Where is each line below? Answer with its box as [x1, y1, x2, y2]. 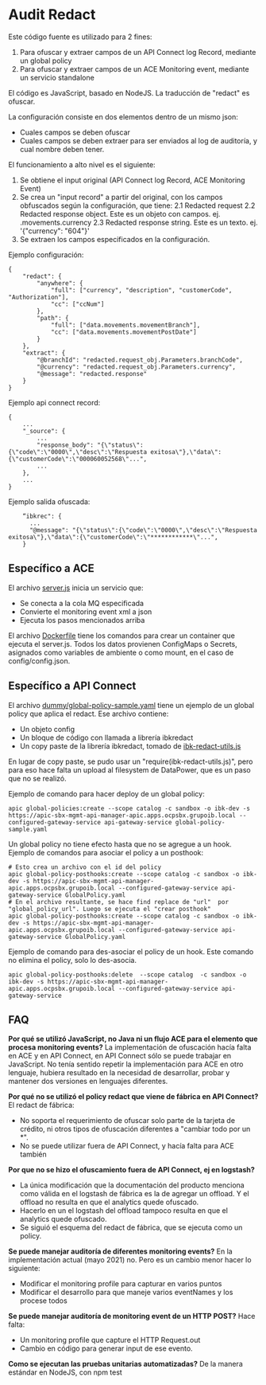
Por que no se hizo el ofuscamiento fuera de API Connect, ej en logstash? [8, 1165, 256, 1175]
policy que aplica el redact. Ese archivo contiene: [8, 709, 169, 718]
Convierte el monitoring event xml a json [19, 607, 152, 616]
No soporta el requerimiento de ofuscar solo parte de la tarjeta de [19, 1116, 236, 1125]
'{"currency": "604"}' [19, 225, 90, 236]
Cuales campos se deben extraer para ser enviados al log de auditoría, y [19, 135, 258, 145]
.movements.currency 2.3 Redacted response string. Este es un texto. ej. [19, 217, 258, 227]
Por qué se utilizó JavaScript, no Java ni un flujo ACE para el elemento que [8, 1034, 258, 1044]
